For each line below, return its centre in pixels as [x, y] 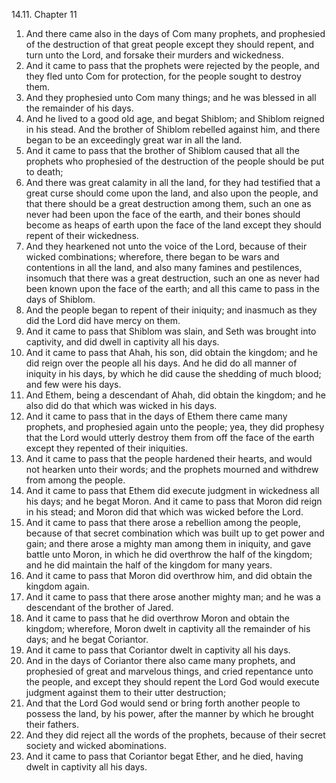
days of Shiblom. [60, 299]
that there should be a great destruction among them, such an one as [168, 203]
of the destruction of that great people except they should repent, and [170, 44]
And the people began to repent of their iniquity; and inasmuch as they [171, 310]
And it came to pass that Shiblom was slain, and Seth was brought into [171, 331]
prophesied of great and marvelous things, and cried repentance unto [169, 671]
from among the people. [75, 480]
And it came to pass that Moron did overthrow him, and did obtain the [169, 575]
